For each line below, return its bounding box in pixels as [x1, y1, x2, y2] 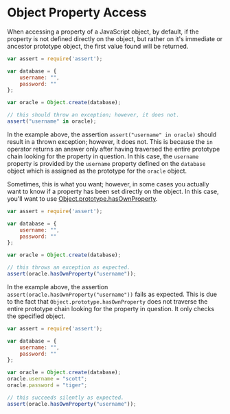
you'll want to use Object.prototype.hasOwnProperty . [7, 194, 158, 203]
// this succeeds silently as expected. [7, 394, 125, 401]
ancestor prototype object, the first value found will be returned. [7, 42, 189, 50]
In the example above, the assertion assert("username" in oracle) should [7, 130, 217, 138]
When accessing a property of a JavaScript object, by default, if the [7, 27, 199, 36]
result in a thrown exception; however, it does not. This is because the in [7, 137, 213, 145]
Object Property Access [7, 5, 147, 21]
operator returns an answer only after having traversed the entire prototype [7, 145, 220, 153]
